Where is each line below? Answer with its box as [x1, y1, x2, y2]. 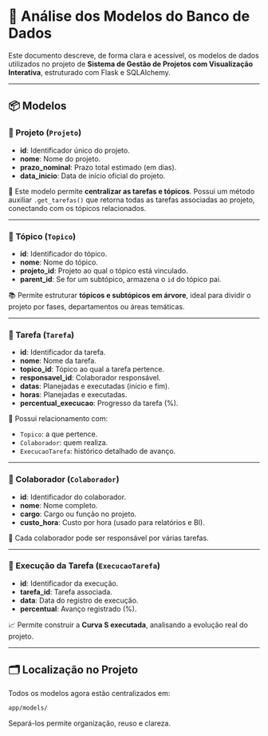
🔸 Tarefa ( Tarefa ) [8, 329, 74, 340]
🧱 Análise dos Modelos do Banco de [8, 7, 250, 26]
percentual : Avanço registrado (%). [19, 603, 137, 614]
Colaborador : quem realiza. [19, 438, 108, 448]
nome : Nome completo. [19, 500, 98, 510]
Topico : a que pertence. [19, 429, 98, 439]
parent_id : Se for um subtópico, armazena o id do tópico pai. [19, 274, 222, 284]
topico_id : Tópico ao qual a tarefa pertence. [19, 364, 165, 374]
